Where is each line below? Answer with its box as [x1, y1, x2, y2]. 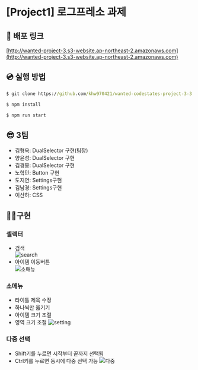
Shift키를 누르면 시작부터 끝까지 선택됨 [14, 350, 104, 357]
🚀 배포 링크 [6, 31, 44, 41]
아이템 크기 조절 [14, 311, 52, 318]
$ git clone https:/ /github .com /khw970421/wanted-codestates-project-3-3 [6, 90, 193, 97]
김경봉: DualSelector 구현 [14, 162, 75, 169]
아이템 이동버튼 [14, 258, 50, 265]
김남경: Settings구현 [14, 184, 62, 191]
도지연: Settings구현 [14, 176, 62, 184]
